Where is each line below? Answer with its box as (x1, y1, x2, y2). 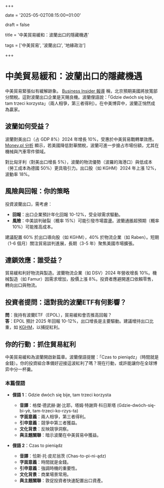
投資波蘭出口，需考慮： (5, 201, 52, 207)
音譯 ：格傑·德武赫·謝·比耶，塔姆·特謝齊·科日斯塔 (19, 402, 116, 408)
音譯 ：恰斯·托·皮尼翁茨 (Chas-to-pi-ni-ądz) (19, 453, 106, 459)
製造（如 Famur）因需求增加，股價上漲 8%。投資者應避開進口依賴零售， (9, 276, 156, 282)
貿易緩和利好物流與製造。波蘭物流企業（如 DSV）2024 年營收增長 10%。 (5, 270, 153, 276)
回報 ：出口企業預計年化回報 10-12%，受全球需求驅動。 (12, 211, 123, 217)
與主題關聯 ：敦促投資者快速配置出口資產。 (19, 478, 106, 484)
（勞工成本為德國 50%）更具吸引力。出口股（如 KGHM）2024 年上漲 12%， (5, 165, 159, 171)
